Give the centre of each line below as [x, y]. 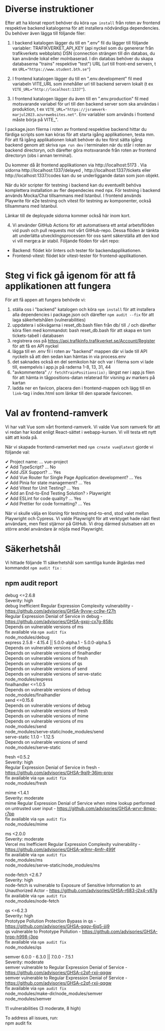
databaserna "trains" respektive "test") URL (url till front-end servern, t [84, 64]
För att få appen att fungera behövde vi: [46, 300]
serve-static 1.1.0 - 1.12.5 [30, 737]
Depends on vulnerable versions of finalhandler [53, 653]
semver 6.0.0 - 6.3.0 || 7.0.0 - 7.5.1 [39, 956]
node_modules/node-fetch [32, 901]
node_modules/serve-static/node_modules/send [55, 731]
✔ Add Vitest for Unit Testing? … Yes [42, 488]
